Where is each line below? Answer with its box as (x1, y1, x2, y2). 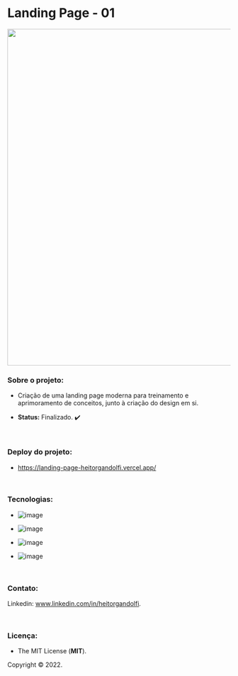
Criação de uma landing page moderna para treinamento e (17, 391, 189, 400)
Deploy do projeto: (7, 447, 73, 457)
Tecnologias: (7, 495, 53, 505)
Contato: (7, 583, 39, 593)
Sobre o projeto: (7, 375, 64, 385)
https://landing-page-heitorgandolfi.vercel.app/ (17, 463, 157, 472)
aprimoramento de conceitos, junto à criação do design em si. (17, 399, 199, 407)
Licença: (7, 631, 38, 641)
